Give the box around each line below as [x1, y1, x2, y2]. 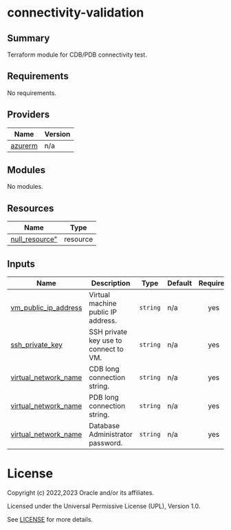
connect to [89, 345, 124, 354]
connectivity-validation [7, 5, 144, 21]
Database [89, 421, 120, 431]
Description [91, 278, 131, 288]
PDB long [89, 393, 119, 402]
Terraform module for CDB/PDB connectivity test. [7, 50, 148, 59]
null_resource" [10, 234, 58, 244]
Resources [7, 202, 54, 214]
